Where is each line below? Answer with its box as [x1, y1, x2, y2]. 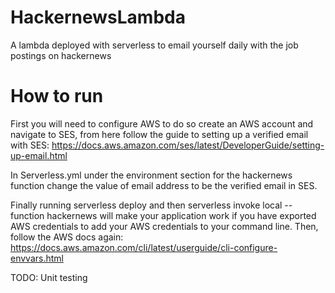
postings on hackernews [10, 49, 112, 61]
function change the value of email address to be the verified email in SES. [10, 179, 318, 191]
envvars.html [10, 252, 64, 264]
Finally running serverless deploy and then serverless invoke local [10, 199, 283, 211]
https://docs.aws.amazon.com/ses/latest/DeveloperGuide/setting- [51, 139, 325, 151]
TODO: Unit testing [10, 271, 88, 283]
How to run [10, 85, 104, 108]
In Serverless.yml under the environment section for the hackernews [10, 169, 293, 181]
